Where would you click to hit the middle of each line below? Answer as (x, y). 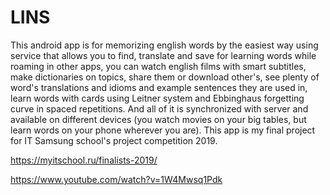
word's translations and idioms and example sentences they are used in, (159, 87)
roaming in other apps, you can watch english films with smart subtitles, (158, 66)
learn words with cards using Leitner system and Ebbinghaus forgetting (157, 98)
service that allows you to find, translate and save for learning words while (163, 55)
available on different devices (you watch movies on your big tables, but (158, 119)
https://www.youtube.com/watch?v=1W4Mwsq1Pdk (116, 179)
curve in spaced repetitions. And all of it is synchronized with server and (159, 108)
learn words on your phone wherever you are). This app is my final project (163, 130)
